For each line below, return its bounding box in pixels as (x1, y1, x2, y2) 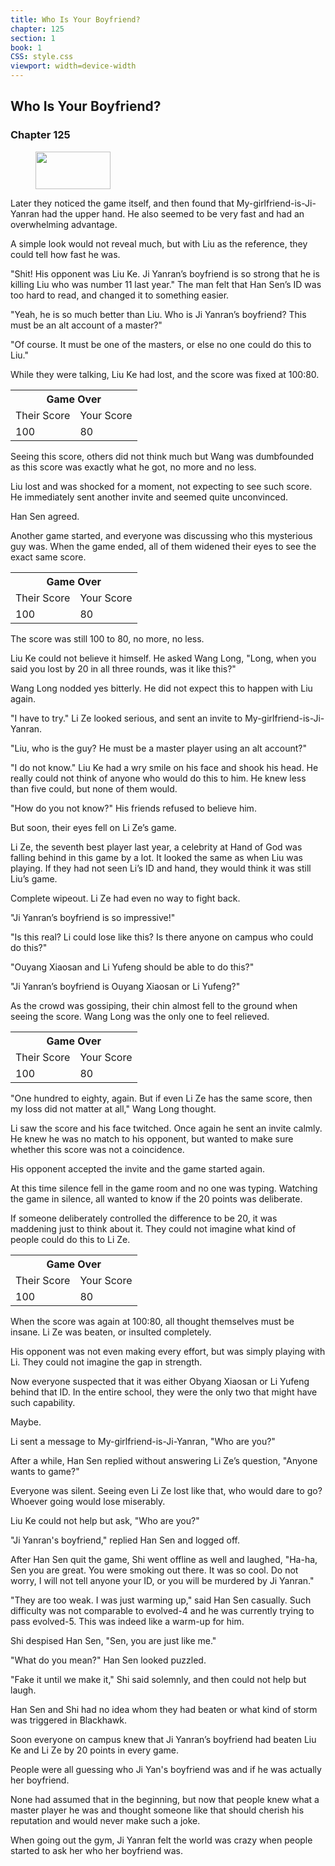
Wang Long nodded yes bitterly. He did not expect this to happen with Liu (10, 682, 313, 694)
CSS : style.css (10, 52, 74, 62)
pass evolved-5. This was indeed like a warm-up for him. (10, 1615, 245, 1627)
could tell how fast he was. (10, 248, 121, 260)
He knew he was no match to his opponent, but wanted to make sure (10, 1132, 294, 1145)
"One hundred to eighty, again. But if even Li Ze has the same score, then (10, 1092, 313, 1104)
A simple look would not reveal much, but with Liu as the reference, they (10, 237, 308, 250)
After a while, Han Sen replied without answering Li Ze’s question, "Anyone (10, 1454, 318, 1466)
